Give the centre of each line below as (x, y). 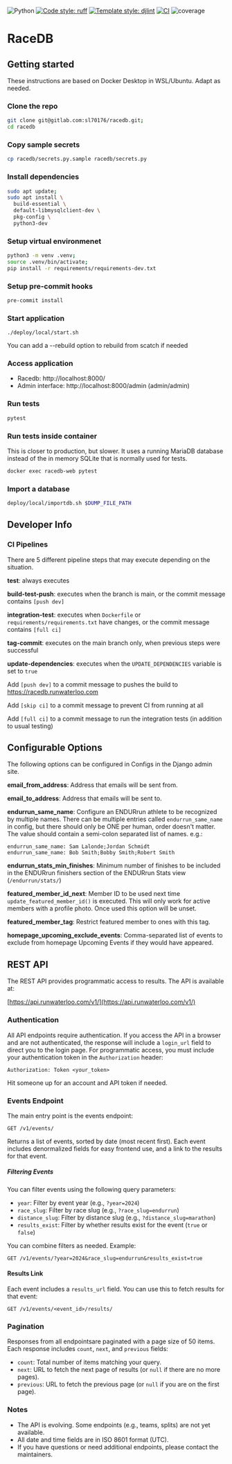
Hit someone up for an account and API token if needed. (87, 1083)
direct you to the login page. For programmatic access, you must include (111, 1050)
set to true (23, 671)
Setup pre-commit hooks (50, 286)
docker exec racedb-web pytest (52, 471)
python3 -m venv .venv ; (42, 256)
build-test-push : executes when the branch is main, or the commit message (116, 594)
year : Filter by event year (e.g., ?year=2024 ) (78, 1203)
